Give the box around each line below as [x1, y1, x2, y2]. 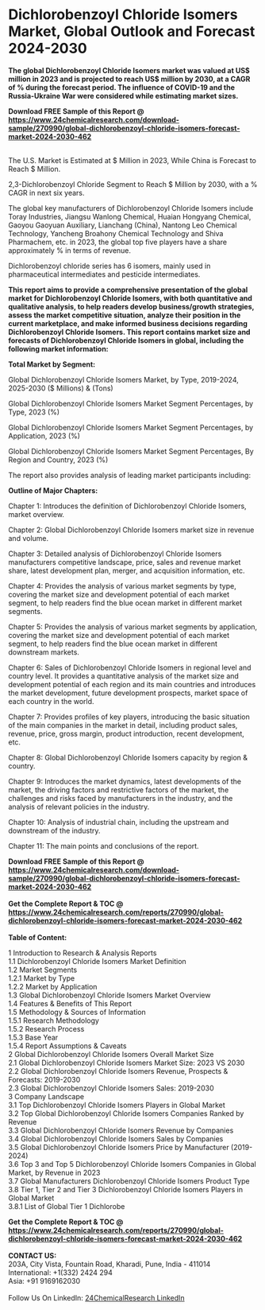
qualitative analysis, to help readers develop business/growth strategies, [8, 301, 255, 311]
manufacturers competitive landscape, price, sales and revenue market [8, 557, 241, 566]
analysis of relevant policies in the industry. [8, 802, 150, 811]
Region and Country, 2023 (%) [8, 455, 109, 465]
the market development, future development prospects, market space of [8, 688, 248, 698]
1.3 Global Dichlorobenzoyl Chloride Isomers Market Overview [8, 990, 211, 1000]
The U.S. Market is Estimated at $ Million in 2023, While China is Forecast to [8, 155, 256, 165]
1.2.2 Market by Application [8, 982, 98, 991]
